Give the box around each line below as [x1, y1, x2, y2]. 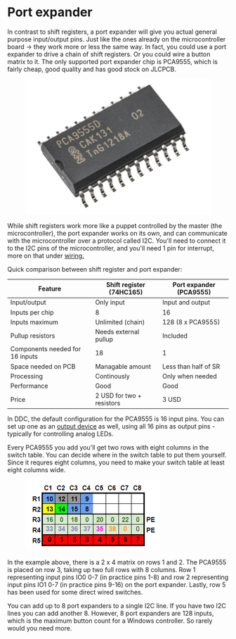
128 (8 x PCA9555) [162, 317, 221, 326]
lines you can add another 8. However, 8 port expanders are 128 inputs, [7, 609, 214, 617]
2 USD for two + [95, 391, 142, 400]
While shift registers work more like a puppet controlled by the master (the [7, 221, 223, 229]
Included [162, 331, 188, 340]
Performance [10, 381, 48, 391]
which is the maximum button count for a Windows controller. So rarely [7, 616, 213, 625]
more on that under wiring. [7, 251, 84, 260]
